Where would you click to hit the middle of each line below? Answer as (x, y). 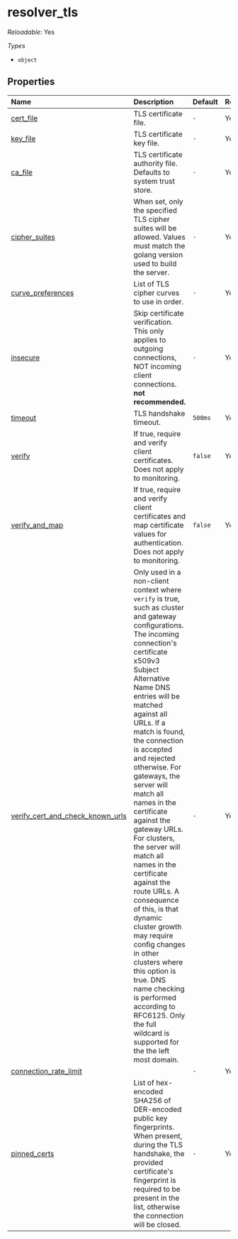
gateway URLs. (158, 829)
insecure (25, 357)
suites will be (155, 228)
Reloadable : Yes (31, 32)
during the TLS (158, 1145)
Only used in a (157, 572)
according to (154, 1006)
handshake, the (159, 1153)
